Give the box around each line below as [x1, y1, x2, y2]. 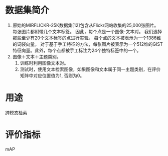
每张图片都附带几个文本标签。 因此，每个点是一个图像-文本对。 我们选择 [12, 28, 162, 34]
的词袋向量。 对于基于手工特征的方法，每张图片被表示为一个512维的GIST [12, 41, 163, 47]
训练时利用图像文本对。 [20, 60, 69, 66]
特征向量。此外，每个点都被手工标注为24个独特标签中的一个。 [12, 47, 141, 53]
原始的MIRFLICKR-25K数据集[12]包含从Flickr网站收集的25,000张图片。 [12, 22, 159, 28]
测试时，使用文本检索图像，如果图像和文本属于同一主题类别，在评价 [20, 66, 161, 72]
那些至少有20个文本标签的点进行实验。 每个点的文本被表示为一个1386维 [12, 35, 161, 41]
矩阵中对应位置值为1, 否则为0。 [20, 72, 85, 79]
